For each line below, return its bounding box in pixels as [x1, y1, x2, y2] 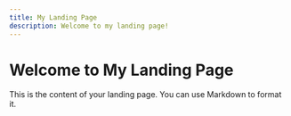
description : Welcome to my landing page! [9, 21, 169, 30]
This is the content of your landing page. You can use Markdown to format [9, 89, 282, 100]
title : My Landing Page [9, 12, 98, 22]
